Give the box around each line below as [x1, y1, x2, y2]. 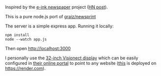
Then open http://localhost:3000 [5, 46, 71, 51]
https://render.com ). [5, 66, 46, 71]
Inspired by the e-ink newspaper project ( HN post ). [5, 4, 108, 10]
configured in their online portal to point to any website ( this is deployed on [5, 60, 157, 66]
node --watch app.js [5, 37, 47, 42]
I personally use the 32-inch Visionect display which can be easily [5, 55, 138, 61]
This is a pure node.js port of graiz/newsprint [5, 14, 96, 19]
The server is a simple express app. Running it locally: [5, 23, 114, 29]
